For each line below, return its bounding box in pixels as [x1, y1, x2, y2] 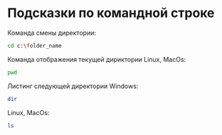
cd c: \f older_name [7, 42, 62, 49]
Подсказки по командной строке [7, 5, 215, 21]
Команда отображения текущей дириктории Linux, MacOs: [7, 55, 186, 63]
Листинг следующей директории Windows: [7, 82, 139, 90]
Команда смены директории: [7, 28, 96, 37]
